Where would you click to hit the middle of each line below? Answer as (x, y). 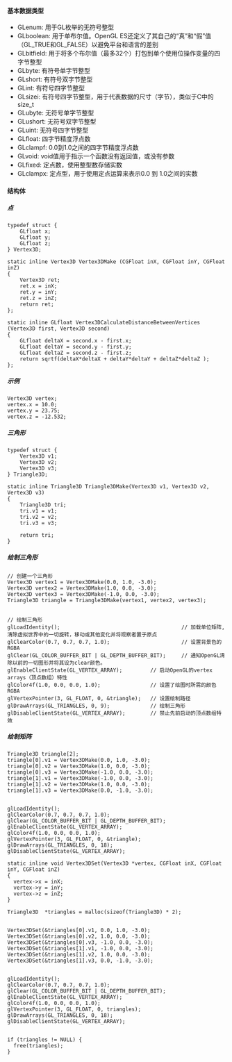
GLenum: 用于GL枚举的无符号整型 (66, 27)
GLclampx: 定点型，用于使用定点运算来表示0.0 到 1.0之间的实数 (107, 174)
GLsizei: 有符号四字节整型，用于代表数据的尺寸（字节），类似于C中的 (115, 97)
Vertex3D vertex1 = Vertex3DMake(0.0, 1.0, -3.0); (82, 582)
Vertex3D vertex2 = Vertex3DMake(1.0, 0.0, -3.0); (82, 588)
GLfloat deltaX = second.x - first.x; (76, 340)
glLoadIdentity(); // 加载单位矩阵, (116, 627)
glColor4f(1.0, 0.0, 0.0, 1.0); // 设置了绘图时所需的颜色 (112, 685)
